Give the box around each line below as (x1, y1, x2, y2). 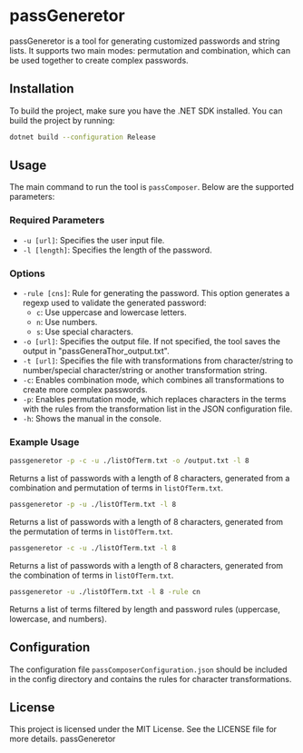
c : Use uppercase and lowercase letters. (35, 307, 188, 318)
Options (9, 267, 45, 280)
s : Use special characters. (35, 326, 133, 337)
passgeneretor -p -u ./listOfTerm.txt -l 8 (9, 500, 177, 510)
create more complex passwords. (22, 384, 148, 395)
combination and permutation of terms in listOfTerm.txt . (9, 482, 224, 493)
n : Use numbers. (35, 317, 98, 328)
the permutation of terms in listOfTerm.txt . (9, 526, 173, 537)
